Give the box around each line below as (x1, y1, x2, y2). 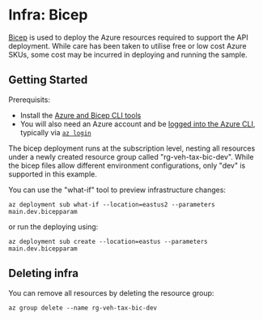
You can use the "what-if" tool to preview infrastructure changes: (8, 185, 227, 194)
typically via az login (19, 127, 91, 137)
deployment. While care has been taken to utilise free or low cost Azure (8, 41, 247, 50)
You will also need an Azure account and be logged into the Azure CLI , (19, 119, 256, 129)
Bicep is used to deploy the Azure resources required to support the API (8, 32, 248, 42)
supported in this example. (8, 169, 97, 179)
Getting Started (8, 73, 88, 87)
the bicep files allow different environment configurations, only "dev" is (8, 160, 246, 170)
